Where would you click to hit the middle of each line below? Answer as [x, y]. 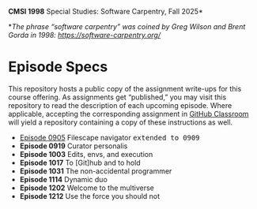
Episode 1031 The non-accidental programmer [96, 171]
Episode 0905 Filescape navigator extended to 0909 [110, 137]
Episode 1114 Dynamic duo [64, 179]
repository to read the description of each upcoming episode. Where [120, 105]
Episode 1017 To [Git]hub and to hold [80, 162]
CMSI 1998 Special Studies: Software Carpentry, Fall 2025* [106, 11]
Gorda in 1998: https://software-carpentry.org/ [84, 35]
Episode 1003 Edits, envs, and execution [86, 154]
